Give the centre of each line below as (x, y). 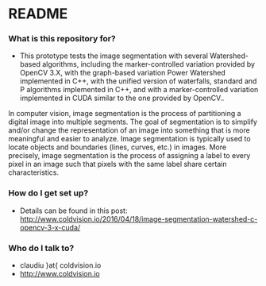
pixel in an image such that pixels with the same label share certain (118, 164)
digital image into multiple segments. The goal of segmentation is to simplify (133, 122)
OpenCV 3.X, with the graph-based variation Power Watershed (123, 73)
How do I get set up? (48, 193)
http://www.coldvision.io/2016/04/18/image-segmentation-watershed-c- (139, 218)
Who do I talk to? (41, 248)
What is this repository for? (62, 39)
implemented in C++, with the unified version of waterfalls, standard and (138, 81)
